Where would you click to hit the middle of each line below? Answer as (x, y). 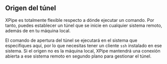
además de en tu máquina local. (38, 31)
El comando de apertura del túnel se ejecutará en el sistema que (71, 40)
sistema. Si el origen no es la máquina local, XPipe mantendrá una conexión (83, 51)
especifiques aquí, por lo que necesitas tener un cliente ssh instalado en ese (83, 45)
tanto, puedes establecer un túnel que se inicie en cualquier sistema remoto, (84, 25)
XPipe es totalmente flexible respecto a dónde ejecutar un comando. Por (80, 20)
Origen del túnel (31, 8)
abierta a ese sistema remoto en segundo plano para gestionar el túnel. (78, 56)
